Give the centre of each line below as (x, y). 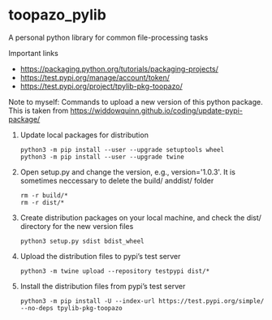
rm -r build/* (44, 195)
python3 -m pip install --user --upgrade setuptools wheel (122, 149)
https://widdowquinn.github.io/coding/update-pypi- (157, 110)
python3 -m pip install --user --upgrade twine (102, 157)
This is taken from (39, 110)
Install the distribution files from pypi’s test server (103, 286)
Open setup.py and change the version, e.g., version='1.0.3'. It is (127, 171)
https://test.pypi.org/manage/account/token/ (95, 77)
